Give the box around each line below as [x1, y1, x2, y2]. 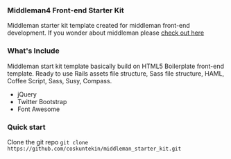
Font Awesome [17, 105, 60, 113]
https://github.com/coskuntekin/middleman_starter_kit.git [7, 145, 182, 152]
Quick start [7, 122, 46, 132]
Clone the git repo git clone [7, 137, 89, 146]
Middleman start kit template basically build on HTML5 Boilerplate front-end [7, 62, 224, 70]
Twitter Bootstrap [17, 97, 67, 106]
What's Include [7, 46, 60, 56]
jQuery [17, 90, 37, 99]
